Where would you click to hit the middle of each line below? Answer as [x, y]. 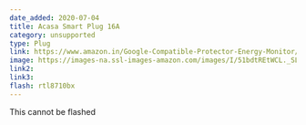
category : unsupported [52, 35]
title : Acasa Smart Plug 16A [65, 26]
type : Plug [30, 43]
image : [22, 60]
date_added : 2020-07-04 [55, 18]
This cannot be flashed [52, 111]
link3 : [22, 78]
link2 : [22, 69]
